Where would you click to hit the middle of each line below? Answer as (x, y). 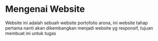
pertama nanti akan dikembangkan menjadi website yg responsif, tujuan (79, 28)
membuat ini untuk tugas (31, 33)
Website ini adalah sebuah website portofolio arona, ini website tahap (77, 23)
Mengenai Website (45, 9)
